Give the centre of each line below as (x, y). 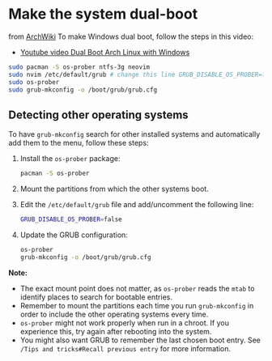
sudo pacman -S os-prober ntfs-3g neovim (79, 67)
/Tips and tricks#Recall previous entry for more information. (125, 348)
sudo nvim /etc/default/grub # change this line (92, 74)
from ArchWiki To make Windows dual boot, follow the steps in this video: (131, 36)
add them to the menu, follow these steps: (79, 143)
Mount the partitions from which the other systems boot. (114, 189)
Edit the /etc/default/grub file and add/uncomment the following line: (137, 205)
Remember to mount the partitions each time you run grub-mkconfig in (137, 305)
